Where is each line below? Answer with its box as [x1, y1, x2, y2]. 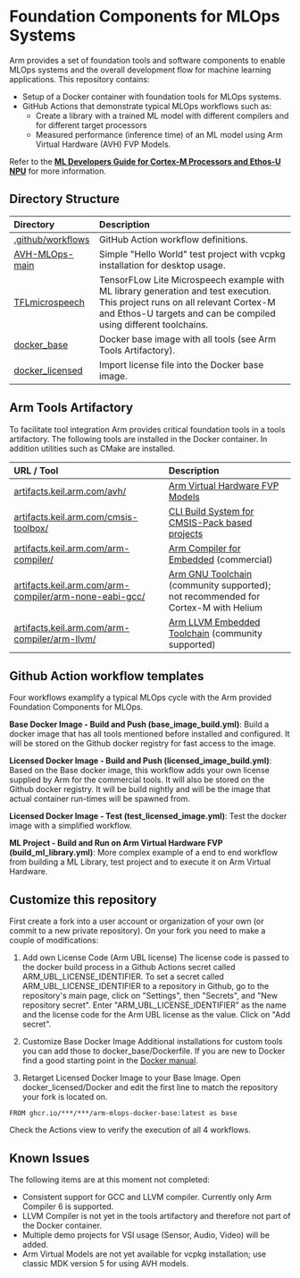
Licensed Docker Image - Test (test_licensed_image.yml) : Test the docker [9, 811, 287, 822]
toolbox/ [13, 522, 49, 534]
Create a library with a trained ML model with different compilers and [35, 110, 289, 121]
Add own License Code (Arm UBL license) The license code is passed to [21, 952, 290, 963]
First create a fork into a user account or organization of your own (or [9, 916, 264, 927]
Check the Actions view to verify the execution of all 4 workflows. [9, 1125, 252, 1136]
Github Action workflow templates [9, 669, 204, 684]
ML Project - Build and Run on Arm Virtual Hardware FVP [9, 838, 223, 848]
